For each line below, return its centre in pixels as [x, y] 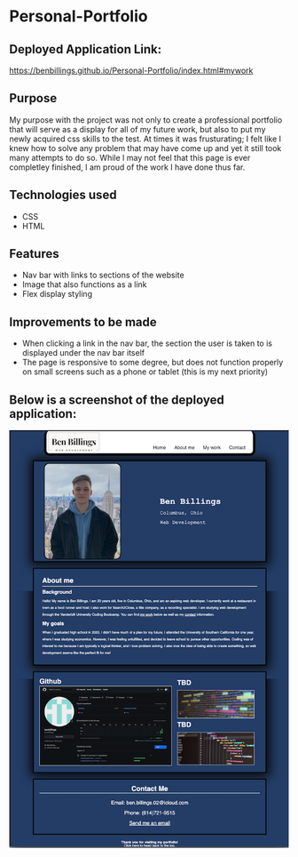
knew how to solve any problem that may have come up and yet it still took [145, 148]
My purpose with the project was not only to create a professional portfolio [146, 120]
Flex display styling [57, 294]
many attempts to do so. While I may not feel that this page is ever [130, 157]
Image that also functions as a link [84, 284]
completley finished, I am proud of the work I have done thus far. [127, 167]
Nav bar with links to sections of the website [103, 275]
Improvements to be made [83, 322]
